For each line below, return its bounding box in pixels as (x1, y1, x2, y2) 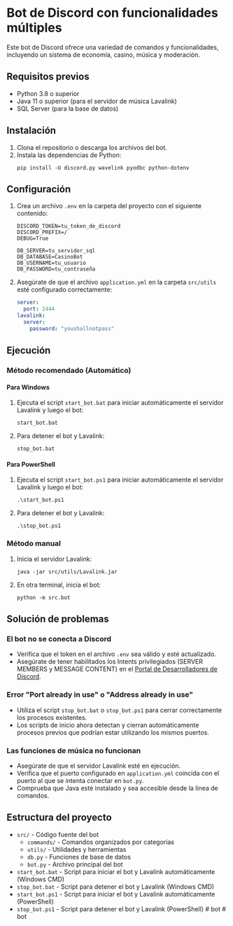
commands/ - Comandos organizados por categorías (27, 838, 174, 846)
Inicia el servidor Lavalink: (16, 554, 92, 563)
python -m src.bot (16, 594, 71, 601)
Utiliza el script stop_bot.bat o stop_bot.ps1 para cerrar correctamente (16, 706, 222, 714)
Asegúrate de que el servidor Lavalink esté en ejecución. (16, 762, 181, 770)
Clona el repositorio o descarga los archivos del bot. (16, 143, 167, 151)
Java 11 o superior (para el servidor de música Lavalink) (16, 97, 178, 105)
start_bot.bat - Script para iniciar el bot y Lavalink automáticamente (16, 867, 216, 876)
